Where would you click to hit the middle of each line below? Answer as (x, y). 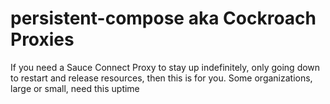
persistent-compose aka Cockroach (163, 18)
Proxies (42, 39)
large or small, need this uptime (75, 88)
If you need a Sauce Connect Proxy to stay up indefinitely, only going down (165, 67)
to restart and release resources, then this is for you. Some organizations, (161, 78)
